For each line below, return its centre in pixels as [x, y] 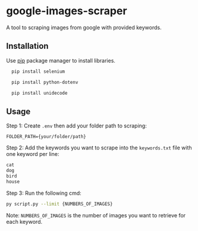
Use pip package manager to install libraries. [61, 60]
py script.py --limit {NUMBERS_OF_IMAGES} [59, 204]
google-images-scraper [67, 11]
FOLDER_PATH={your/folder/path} [46, 137]
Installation [27, 46]
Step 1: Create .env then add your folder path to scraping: [76, 126]
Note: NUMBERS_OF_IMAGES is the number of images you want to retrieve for [96, 215]
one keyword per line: [33, 154]
